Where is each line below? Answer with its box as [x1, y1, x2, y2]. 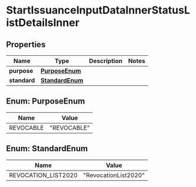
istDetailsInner [6, 16, 79, 29]
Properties [6, 39, 46, 49]
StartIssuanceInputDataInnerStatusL [6, 4, 190, 17]
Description [89, 57, 122, 65]
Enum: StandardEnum [6, 143, 88, 153]
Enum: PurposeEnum [6, 96, 85, 106]
